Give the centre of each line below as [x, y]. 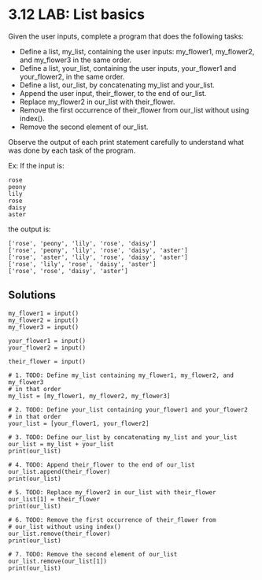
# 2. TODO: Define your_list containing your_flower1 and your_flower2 [128, 410]
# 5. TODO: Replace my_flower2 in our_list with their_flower [112, 492]
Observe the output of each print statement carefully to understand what [126, 142]
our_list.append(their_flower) [59, 471]
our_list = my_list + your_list [61, 444]
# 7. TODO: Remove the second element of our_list [93, 554]
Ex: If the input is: [36, 165]
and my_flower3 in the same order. [76, 60]
